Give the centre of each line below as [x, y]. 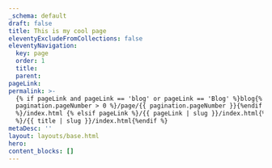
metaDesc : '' [30, 128]
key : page [32, 53]
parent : [29, 76]
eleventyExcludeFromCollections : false [76, 38]
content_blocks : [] [41, 151]
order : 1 [30, 61]
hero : [17, 143]
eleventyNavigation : [43, 46]
